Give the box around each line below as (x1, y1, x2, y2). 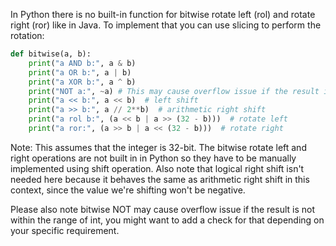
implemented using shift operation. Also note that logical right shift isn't (10, 162, 305, 174)
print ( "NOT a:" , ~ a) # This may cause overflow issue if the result (28, 86, 320, 96)
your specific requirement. (10, 224, 120, 236)
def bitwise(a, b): (10, 49, 92, 59)
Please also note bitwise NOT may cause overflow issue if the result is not (10, 203, 315, 215)
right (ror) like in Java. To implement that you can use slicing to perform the (10, 19, 322, 31)
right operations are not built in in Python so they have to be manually (10, 152, 297, 164)
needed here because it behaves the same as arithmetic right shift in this (10, 173, 310, 185)
